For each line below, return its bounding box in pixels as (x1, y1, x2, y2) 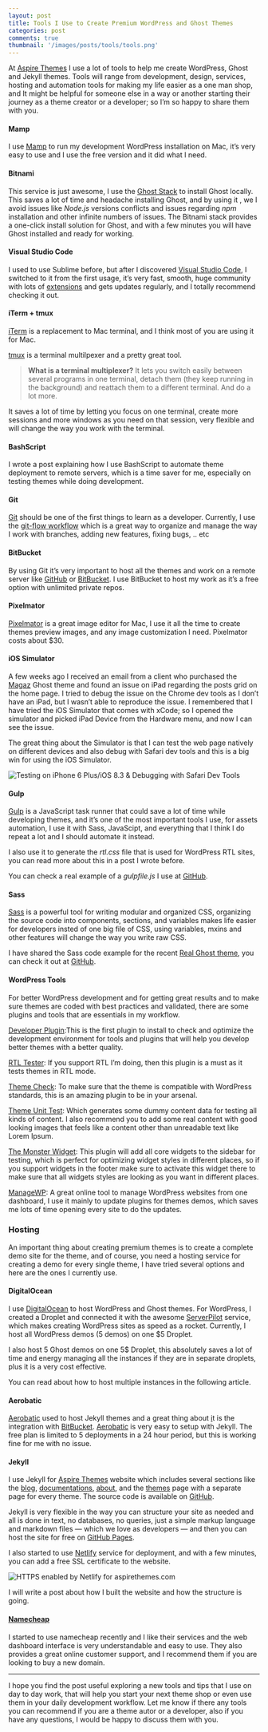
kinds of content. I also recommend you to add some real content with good (8, 1114, 258, 1124)
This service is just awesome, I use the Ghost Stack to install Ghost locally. (8, 186, 254, 196)
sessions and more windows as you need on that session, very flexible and (8, 414, 254, 424)
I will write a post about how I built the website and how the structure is (8, 1587, 242, 1597)
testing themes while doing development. (8, 477, 144, 486)
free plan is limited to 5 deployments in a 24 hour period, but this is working (8, 1430, 257, 1440)
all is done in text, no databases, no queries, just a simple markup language (8, 1516, 256, 1525)
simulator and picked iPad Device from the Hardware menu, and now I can (8, 714, 253, 723)
